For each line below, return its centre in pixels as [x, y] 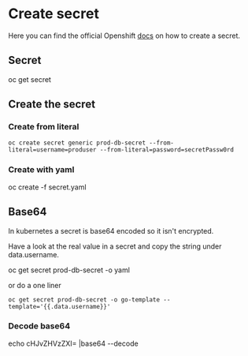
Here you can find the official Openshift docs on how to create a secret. [124, 36]
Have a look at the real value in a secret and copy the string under [115, 246]
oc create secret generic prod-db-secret [77, 143]
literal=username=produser [52, 150]
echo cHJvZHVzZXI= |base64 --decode [74, 343]
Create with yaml [41, 170]
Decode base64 [39, 326]
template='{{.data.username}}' [59, 306]
